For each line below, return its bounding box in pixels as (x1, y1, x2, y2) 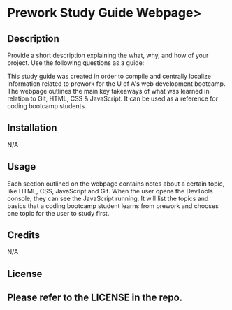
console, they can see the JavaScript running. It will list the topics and (7, 194, 209, 202)
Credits (7, 229, 41, 242)
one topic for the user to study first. (7, 209, 110, 217)
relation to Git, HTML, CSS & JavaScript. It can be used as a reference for (7, 94, 219, 103)
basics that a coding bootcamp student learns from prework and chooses (7, 201, 219, 210)
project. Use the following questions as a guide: (7, 59, 145, 67)
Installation (7, 122, 57, 134)
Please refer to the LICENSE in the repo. (7, 292, 183, 304)
